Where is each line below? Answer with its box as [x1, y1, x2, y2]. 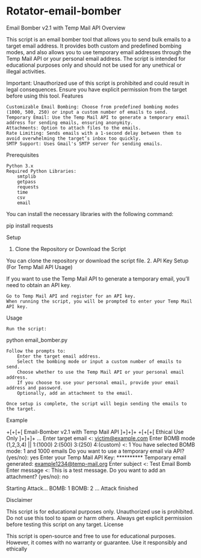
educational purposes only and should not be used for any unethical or [6, 61, 182, 69]
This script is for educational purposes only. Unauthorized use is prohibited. [6, 507, 194, 515]
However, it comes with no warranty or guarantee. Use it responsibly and [6, 539, 188, 546]
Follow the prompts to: [6, 348, 66, 354]
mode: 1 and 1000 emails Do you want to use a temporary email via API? [6, 447, 185, 454]
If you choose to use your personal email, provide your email [17, 379, 179, 386]
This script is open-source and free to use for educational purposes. [6, 532, 176, 539]
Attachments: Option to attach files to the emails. [6, 125, 141, 131]
